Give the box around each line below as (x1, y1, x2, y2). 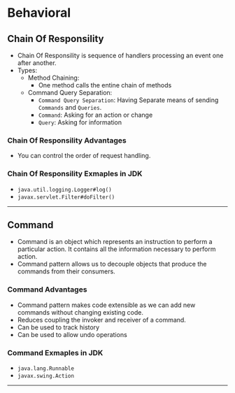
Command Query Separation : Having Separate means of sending (38, 96, 219, 104)
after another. (17, 59, 57, 67)
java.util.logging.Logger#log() (17, 186, 112, 193)
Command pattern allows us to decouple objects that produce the (17, 260, 207, 269)
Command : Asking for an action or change (38, 110, 153, 119)
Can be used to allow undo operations (17, 330, 127, 338)
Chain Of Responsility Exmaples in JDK (7, 169, 143, 179)
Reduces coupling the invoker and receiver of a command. (17, 315, 187, 324)
